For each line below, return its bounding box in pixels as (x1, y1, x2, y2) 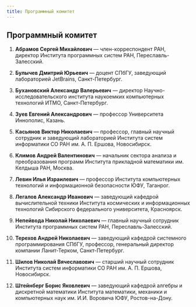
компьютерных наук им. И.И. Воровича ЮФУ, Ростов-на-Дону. (15, 295, 173, 302)
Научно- (143, 87, 165, 94)
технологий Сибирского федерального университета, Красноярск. (15, 206, 183, 213)
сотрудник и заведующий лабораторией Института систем (15, 134, 163, 142)
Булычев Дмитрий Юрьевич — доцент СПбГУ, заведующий (15, 70, 166, 77)
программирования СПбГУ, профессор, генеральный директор (15, 241, 174, 248)
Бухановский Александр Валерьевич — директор (15, 87, 143, 94)
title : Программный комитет (6, 8, 75, 15)
